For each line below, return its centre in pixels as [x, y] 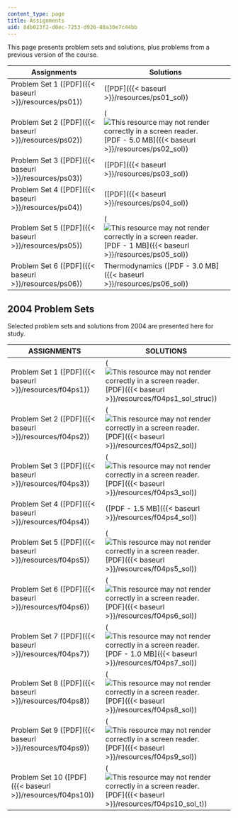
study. [17, 333]
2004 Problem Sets [51, 309]
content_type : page [36, 14]
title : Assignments [36, 21]
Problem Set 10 [37, 778]
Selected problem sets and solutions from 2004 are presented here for [110, 326]
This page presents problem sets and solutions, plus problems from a [109, 48]
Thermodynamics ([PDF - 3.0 [154, 266]
